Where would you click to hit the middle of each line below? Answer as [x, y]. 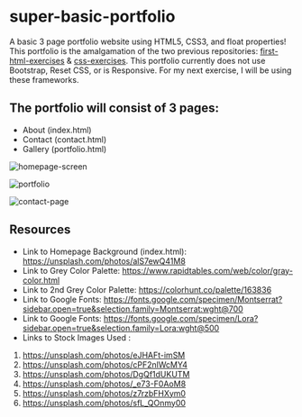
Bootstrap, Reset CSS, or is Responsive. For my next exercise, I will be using [151, 70]
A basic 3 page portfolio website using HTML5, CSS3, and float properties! [148, 41]
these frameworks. [44, 79]
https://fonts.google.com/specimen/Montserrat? [193, 299]
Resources [40, 230]
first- [269, 50]
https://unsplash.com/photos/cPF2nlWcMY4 [105, 364]
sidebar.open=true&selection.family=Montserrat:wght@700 [133, 309]
